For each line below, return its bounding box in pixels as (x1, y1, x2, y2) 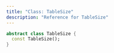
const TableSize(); (11, 36, 61, 42)
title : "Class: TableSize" (6, 8, 74, 15)
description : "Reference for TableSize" (6, 14, 109, 20)
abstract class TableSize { (6, 30, 77, 36)
